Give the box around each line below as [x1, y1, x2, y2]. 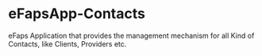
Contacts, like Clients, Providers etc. [8, 39, 127, 48]
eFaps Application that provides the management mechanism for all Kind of [8, 31, 255, 40]
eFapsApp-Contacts [8, 5, 145, 23]
